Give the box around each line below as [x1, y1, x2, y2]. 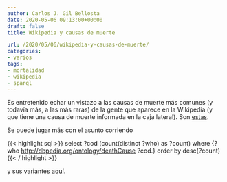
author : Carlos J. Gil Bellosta [7, 10, 100, 17]
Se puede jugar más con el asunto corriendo [7, 126, 133, 134]
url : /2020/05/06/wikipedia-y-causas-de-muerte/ [7, 42, 149, 49]
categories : [7, 48, 41, 55]
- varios [7, 54, 32, 62]
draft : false [7, 23, 45, 29]
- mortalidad [7, 66, 45, 74]
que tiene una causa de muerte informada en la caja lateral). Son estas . [7, 113, 209, 121]
